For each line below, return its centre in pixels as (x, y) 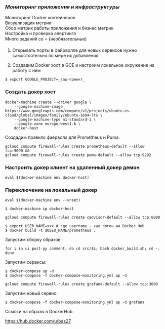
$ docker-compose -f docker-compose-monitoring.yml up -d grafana (75, 302)
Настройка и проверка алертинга (41, 34)
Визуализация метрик (28, 23)
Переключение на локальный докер (51, 190)
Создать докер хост (30, 92)
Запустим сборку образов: (34, 240)
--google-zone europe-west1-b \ (47, 124)
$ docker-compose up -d (30, 271)
